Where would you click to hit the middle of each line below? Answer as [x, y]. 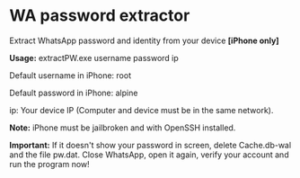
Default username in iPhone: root [71, 75]
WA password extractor [100, 16]
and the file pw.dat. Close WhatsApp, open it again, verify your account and [149, 155]
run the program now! [49, 164]
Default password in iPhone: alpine [74, 93]
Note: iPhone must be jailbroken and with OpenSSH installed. [123, 128]
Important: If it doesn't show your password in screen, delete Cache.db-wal [150, 145]
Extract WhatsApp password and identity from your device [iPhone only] [145, 40]
